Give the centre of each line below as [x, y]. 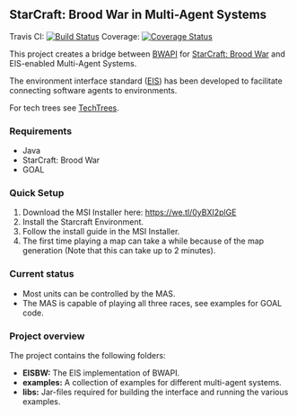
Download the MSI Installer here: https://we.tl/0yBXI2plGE [129, 212]
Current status [42, 274]
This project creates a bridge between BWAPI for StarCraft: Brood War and [147, 54]
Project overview [47, 336]
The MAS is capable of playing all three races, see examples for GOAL [152, 303]
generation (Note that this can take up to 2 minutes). [119, 251]
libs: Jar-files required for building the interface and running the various [155, 392]
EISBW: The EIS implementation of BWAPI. [101, 373]
